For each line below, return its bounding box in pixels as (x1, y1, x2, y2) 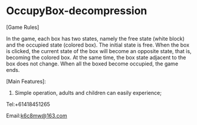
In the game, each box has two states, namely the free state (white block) (6, 35, 185, 42)
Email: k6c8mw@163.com (6, 112, 68, 119)
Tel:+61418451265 (6, 100, 50, 107)
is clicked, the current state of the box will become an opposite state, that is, (6, 47, 192, 54)
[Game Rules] (6, 24, 40, 31)
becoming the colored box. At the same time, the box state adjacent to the (6, 54, 186, 61)
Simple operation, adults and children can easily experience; (14, 89, 162, 96)
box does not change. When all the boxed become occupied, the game (6, 60, 179, 67)
